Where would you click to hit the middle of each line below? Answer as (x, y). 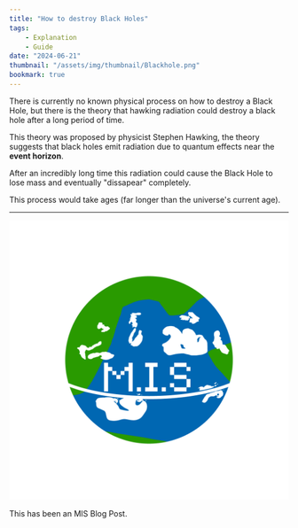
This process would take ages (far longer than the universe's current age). (145, 199)
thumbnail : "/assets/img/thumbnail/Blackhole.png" (105, 66)
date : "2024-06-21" (45, 56)
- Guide (39, 47)
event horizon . (36, 156)
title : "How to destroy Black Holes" (79, 19)
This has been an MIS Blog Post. (68, 513)
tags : (19, 28)
